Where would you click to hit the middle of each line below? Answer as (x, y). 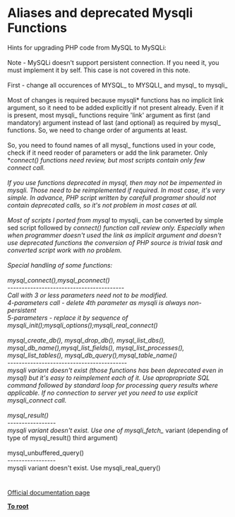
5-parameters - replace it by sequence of (68, 317)
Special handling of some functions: (60, 265)
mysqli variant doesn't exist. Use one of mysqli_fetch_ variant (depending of (118, 430)
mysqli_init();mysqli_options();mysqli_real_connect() (83, 325)
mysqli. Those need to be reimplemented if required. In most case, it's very (116, 190)
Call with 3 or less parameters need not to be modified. (88, 295)
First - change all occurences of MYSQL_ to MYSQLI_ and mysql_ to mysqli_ (117, 85)
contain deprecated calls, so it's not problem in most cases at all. (102, 205)
